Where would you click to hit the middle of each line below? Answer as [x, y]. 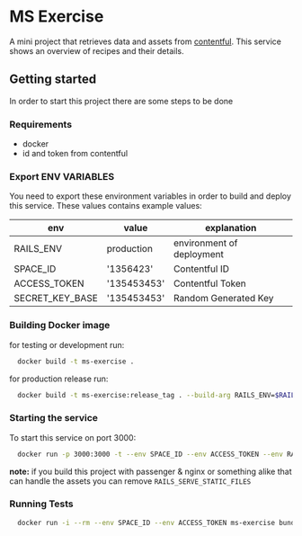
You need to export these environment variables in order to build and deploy [151, 196]
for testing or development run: [67, 344]
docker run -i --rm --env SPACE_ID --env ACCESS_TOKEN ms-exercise [147, 523]
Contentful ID [202, 269]
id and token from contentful [75, 154]
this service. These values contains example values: [106, 206]
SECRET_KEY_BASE [56, 299]
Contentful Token [210, 283]
